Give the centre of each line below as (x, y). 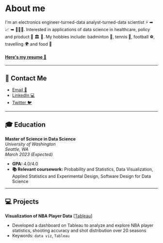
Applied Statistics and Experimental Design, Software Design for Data (81, 176)
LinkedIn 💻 (23, 95)
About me (25, 8)
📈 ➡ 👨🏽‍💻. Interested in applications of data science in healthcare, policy (78, 29)
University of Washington (30, 144)
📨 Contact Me (26, 78)
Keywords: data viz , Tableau (41, 235)
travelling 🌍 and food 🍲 (29, 44)
